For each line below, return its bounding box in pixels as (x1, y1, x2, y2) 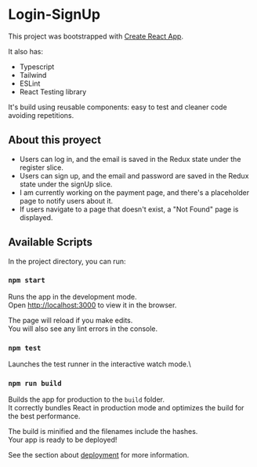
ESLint (19, 79, 41, 88)
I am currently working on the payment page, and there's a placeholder (19, 187, 249, 197)
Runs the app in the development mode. (8, 292, 137, 301)
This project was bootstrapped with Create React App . (8, 31, 184, 41)
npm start (8, 276, 45, 285)
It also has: (8, 46, 44, 56)
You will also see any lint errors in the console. (8, 324, 158, 333)
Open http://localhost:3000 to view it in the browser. (8, 300, 177, 310)
